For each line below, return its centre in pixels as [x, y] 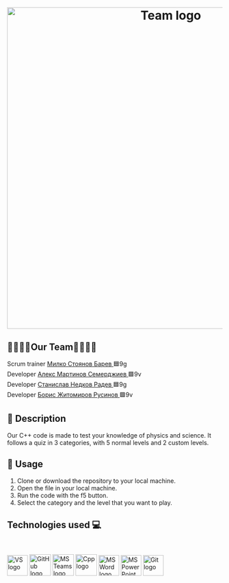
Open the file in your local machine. [67, 488]
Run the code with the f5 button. [62, 495]
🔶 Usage [25, 464]
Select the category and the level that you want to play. [95, 502]
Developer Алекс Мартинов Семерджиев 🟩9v [74, 374]
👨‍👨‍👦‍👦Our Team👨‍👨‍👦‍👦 [52, 347]
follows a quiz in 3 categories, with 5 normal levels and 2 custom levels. [108, 442]
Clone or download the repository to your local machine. [96, 481]
